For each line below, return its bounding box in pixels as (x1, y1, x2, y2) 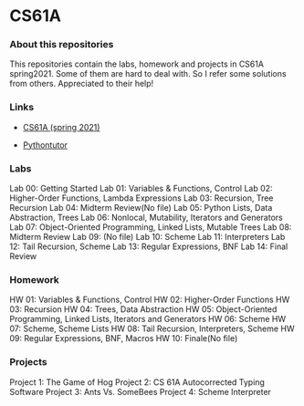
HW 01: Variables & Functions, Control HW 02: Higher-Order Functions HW (9, 294, 290, 306)
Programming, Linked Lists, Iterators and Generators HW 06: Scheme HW (9, 314, 286, 325)
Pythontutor (22, 139, 68, 151)
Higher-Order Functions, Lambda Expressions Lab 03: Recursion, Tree (9, 193, 274, 203)
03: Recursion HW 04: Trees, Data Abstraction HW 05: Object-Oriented (9, 304, 278, 315)
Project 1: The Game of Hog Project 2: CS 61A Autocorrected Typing (9, 376, 265, 388)
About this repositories (9, 38, 114, 51)
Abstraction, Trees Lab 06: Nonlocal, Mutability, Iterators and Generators (9, 212, 283, 224)
